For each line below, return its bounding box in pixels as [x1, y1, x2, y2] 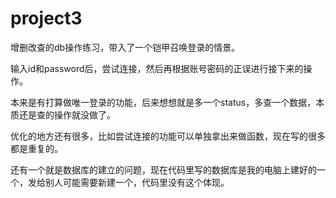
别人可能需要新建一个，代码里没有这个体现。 [44, 176, 230, 188]
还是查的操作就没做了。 [18, 108, 116, 121]
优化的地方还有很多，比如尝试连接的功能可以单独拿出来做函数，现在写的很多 [10, 130, 326, 142]
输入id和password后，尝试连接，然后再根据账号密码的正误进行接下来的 [10, 62, 304, 74]
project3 [10, 7, 83, 30]
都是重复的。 [10, 142, 63, 154]
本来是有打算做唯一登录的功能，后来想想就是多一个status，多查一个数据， [10, 96, 317, 108]
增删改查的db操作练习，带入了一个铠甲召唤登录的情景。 [10, 41, 241, 53]
